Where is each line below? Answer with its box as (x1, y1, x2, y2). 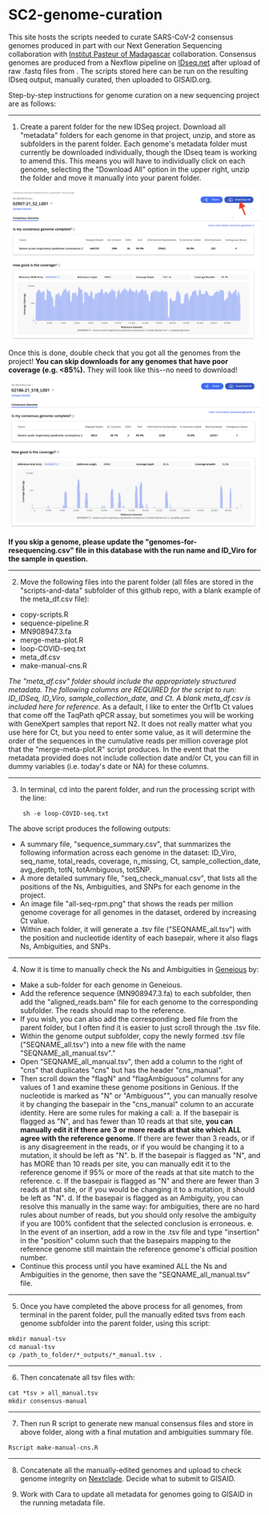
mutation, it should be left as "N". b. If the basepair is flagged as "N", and (19, 1151, 261, 1161)
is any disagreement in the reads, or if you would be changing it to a (19, 1142, 244, 1152)
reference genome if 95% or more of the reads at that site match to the (19, 1168, 255, 1177)
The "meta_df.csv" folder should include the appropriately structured (8, 676, 236, 687)
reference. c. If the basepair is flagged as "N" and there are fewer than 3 (19, 1177, 259, 1186)
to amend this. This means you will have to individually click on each (19, 156, 246, 165)
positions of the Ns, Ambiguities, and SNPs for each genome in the (19, 882, 241, 892)
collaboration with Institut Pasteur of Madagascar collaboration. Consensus (8, 49, 257, 59)
